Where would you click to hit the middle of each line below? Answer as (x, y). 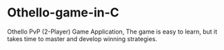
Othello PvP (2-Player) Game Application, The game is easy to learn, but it (112, 32)
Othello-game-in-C (63, 13)
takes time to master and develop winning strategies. (82, 38)
